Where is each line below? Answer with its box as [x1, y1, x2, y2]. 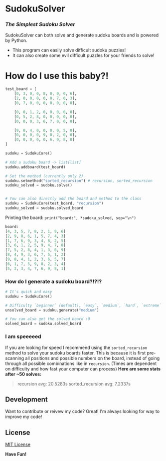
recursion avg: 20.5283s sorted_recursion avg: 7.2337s [17, 380, 131, 386]
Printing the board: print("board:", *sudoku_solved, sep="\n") [5, 214, 136, 220]
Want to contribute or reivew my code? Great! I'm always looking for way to [5, 408, 160, 414]
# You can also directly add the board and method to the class [5, 196, 142, 201]
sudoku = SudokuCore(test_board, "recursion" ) [5, 201, 104, 206]
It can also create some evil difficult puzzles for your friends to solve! [12, 52, 155, 58]
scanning [5, 355, 24, 361]
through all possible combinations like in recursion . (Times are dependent [5, 360, 157, 366]
